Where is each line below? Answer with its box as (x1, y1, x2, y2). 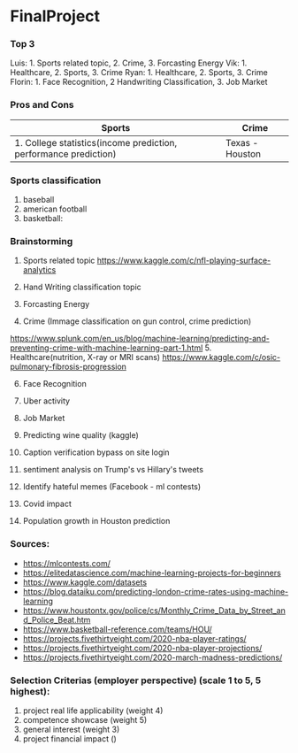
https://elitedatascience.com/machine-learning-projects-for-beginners (22, 567, 281, 578)
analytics (22, 265, 57, 275)
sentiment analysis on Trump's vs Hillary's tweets (22, 465, 204, 475)
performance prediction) (14, 148, 118, 160)
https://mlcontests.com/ (22, 557, 111, 568)
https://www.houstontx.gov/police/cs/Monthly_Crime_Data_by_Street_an (22, 604, 286, 616)
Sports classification (10, 174, 102, 187)
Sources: (10, 538, 50, 550)
